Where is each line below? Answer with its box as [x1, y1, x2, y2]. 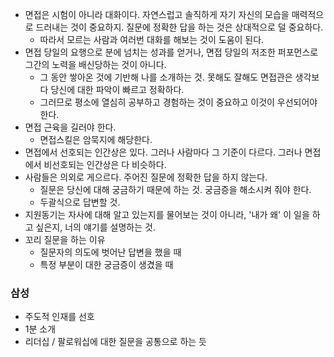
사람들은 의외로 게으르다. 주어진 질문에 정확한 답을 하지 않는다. [24, 171, 268, 183]
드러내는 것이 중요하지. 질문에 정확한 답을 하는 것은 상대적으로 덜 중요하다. [35, 21, 324, 33]
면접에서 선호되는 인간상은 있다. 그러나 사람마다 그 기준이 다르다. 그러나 [24, 146, 303, 158]
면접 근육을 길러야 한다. [24, 121, 117, 133]
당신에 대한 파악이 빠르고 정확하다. [50, 84, 185, 95]
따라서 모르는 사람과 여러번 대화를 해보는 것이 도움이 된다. [39, 34, 265, 45]
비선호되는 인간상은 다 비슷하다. [43, 159, 167, 170]
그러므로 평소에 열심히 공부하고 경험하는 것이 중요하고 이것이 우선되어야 [39, 96, 318, 108]
